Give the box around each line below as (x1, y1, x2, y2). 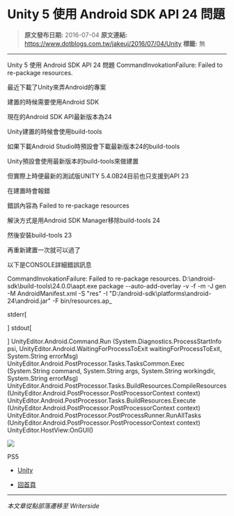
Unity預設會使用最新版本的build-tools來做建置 (7, 157, 139, 165)
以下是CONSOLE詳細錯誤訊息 (7, 260, 92, 269)
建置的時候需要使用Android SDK (7, 97, 100, 106)
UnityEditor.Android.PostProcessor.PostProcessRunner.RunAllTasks (7, 411, 202, 419)
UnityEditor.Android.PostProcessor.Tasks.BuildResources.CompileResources (7, 381, 227, 390)
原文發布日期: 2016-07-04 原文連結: (24, 31, 128, 39)
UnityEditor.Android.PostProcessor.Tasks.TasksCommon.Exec (7, 359, 185, 368)
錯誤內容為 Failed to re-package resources (7, 201, 130, 210)
